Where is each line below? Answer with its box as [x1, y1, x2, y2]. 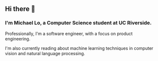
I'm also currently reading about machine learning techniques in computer [5, 45, 154, 51]
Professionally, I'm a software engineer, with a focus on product [5, 30, 133, 37]
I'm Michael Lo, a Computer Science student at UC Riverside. [5, 20, 152, 26]
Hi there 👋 [5, 5, 35, 13]
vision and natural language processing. [5, 50, 85, 56]
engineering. [5, 36, 31, 41]
